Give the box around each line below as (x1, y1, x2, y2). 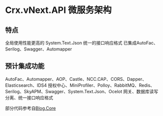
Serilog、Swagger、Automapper (5, 46, 72, 52)
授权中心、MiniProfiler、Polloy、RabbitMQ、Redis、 (48, 82, 155, 88)
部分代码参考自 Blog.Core (5, 105, 56, 111)
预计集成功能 (5, 62, 45, 70)
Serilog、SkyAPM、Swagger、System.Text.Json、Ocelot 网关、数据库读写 (5, 88, 159, 94)
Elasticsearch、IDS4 (5, 82, 47, 88)
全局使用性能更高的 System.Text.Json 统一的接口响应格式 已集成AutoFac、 (5, 40, 158, 46)
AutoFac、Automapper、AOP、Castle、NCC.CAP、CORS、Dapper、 (5, 76, 147, 82)
